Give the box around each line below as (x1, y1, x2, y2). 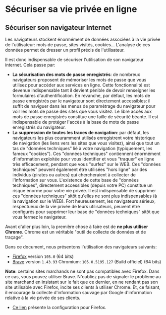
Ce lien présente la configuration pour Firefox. (12, 305, 107, 310)
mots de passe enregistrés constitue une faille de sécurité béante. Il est (12, 114, 159, 120)
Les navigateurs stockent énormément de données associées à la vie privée (5, 36, 161, 42)
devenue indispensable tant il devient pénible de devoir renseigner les (12, 87, 156, 93)
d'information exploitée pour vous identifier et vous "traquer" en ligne (12, 156, 155, 162)
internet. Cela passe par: (5, 62, 55, 68)
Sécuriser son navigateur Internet (5, 23, 111, 32)
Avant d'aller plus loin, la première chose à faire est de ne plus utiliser (5, 224, 148, 230)
